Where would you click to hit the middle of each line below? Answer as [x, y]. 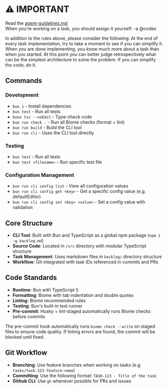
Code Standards [31, 278]
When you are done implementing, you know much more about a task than [82, 49]
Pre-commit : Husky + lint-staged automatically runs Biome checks [81, 311]
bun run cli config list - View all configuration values [70, 186]
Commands [24, 81]
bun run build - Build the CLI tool [47, 127]
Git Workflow [26, 353]
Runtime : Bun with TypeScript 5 [45, 289]
